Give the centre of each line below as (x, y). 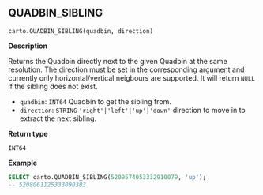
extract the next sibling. (58, 118)
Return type (28, 133)
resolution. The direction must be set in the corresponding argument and (126, 69)
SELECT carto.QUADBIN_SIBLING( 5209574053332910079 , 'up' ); (107, 177)
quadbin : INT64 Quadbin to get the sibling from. (96, 101)
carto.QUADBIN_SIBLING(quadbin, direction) (81, 31)
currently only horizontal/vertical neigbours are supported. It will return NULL (131, 77)
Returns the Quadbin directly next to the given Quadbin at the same (118, 61)
